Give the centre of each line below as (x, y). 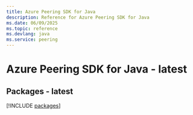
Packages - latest (40, 91)
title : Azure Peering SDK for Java (51, 12)
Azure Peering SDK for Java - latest (97, 69)
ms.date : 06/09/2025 (32, 23)
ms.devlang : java (28, 34)
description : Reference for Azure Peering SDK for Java (78, 17)
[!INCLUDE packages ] (33, 106)
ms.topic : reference (32, 28)
